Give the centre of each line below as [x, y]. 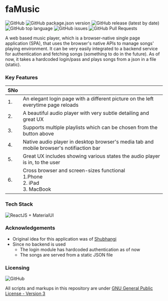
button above [38, 134]
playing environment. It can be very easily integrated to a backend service [81, 48]
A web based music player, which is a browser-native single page [73, 38]
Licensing [17, 268]
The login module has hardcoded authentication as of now [80, 249]
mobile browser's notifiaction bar [62, 148]
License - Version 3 [25, 294]
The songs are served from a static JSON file [66, 255]
